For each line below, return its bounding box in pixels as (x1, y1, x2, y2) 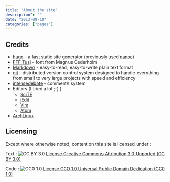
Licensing (5, 127, 37, 136)
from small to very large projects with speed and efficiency (12, 75, 136, 81)
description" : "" (5, 12, 42, 17)
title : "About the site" (5, 7, 58, 13)
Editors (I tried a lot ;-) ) (12, 86, 62, 92)
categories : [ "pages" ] (5, 21, 53, 27)
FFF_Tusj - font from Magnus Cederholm (12, 59, 97, 65)
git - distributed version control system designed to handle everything (12, 70, 159, 76)
